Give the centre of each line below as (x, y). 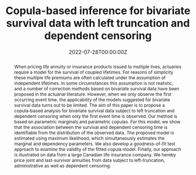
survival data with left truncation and (98, 23)
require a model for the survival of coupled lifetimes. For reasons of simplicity (94, 72)
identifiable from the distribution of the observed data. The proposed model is (94, 132)
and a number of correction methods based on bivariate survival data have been (97, 88)
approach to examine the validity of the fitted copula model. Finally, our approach (97, 149)
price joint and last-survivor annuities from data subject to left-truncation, (89, 160)
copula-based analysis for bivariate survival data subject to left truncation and (94, 111)
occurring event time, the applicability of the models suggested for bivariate (92, 100)
